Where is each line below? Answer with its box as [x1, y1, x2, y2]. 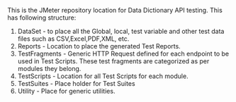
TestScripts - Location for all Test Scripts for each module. [17, 72, 189, 80]
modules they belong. [17, 65, 82, 72]
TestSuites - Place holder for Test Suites [17, 79, 136, 87]
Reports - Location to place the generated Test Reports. [17, 42, 181, 50]
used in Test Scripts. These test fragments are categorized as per [17, 57, 210, 65]
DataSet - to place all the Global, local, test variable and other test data [17, 27, 225, 35]
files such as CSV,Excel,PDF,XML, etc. [17, 34, 130, 43]
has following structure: [7, 13, 77, 22]
